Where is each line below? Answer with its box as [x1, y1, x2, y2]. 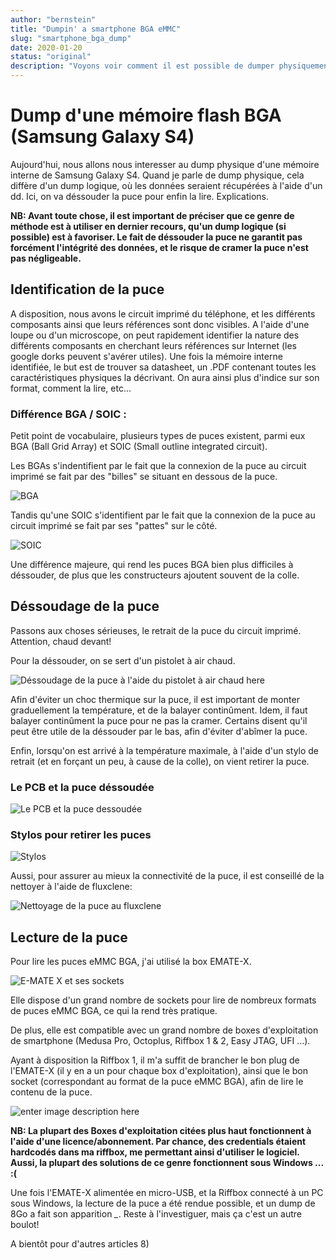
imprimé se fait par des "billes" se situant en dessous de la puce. [10, 471, 278, 483]
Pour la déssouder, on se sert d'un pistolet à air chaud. [10, 654, 236, 666]
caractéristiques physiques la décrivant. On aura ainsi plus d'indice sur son [10, 371, 320, 383]
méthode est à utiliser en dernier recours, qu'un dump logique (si [10, 220, 287, 232]
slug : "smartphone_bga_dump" [10, 33, 132, 43]
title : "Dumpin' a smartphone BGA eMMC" [10, 24, 182, 34]
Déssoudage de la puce [10, 598, 160, 615]
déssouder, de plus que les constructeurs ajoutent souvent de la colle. [10, 569, 300, 581]
